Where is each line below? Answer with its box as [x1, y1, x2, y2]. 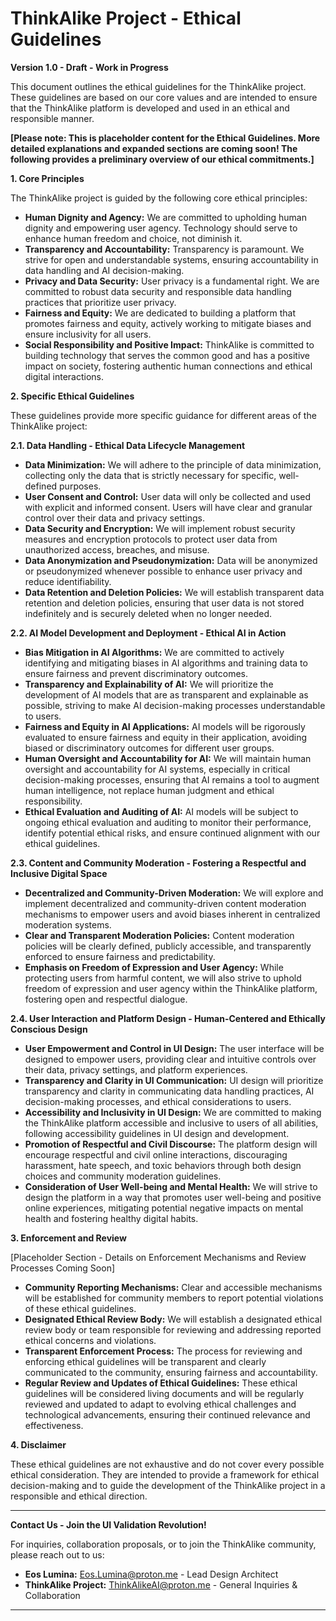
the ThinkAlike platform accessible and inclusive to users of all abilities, [24, 1117, 319, 1129]
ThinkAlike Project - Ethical [10, 7, 242, 30]
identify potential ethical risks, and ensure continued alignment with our [24, 827, 321, 839]
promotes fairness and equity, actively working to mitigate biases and [24, 317, 312, 329]
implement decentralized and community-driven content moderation [24, 897, 307, 909]
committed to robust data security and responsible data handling [24, 285, 292, 297]
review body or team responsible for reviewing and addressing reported [24, 1323, 322, 1336]
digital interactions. [24, 370, 105, 382]
